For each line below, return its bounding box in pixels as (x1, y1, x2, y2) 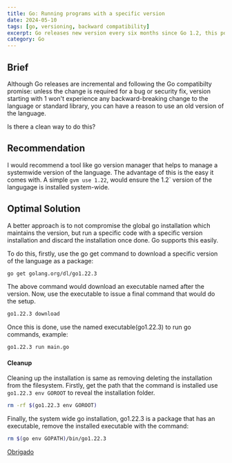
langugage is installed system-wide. (7, 182, 110, 191)
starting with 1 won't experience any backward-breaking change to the (7, 94, 209, 102)
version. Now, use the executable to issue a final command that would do (7, 290, 215, 298)
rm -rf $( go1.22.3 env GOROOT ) (7, 402, 97, 409)
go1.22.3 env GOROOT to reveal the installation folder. (7, 388, 155, 397)
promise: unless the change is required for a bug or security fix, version (7, 87, 211, 95)
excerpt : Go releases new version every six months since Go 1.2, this (7, 29, 217, 37)
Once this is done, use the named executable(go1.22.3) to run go (7, 323, 191, 332)
